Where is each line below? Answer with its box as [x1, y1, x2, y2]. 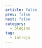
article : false [5, 7, 37, 12]
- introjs [10, 35, 30, 40]
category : [5, 21, 26, 26]
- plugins [10, 26, 30, 31]
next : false [5, 16, 30, 21]
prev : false [5, 12, 30, 17]
